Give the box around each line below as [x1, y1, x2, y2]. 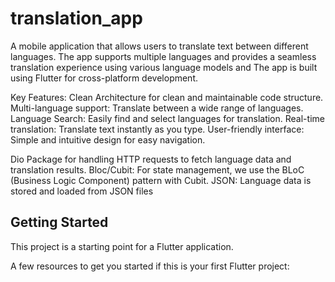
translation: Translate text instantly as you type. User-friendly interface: [10, 123, 305, 135]
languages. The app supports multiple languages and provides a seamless [10, 50, 317, 62]
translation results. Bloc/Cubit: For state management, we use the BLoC [10, 163, 305, 176]
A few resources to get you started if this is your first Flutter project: [10, 260, 290, 272]
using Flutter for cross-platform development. [10, 72, 199, 84]
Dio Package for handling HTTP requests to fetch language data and [10, 153, 292, 165]
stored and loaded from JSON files [10, 185, 154, 197]
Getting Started [10, 214, 109, 231]
